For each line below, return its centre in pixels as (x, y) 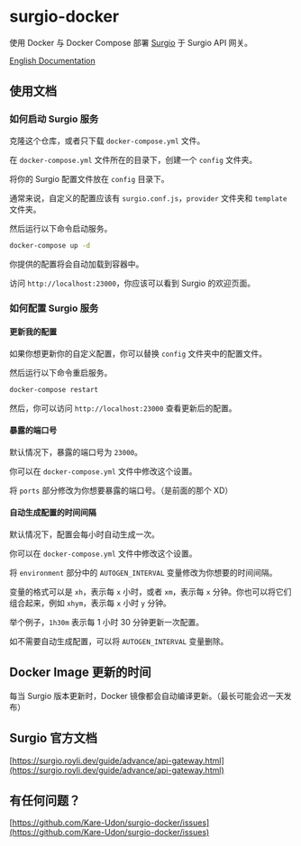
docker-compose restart (54, 389)
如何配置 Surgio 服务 (54, 308)
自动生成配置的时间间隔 (53, 513)
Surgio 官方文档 (53, 738)
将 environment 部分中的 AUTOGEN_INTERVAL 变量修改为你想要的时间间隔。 (143, 572)
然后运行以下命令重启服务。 (61, 372)
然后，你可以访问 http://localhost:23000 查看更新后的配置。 (123, 408)
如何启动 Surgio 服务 (54, 119)
